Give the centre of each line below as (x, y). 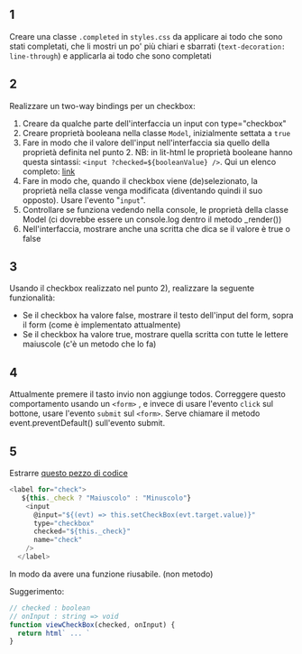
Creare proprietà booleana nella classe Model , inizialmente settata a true (156, 133)
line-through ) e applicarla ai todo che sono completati (110, 55)
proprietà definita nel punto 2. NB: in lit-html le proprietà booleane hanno (157, 152)
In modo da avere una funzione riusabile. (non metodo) (111, 574)
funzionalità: (32, 298)
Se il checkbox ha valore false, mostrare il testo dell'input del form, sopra (158, 316)
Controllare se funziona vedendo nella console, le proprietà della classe (155, 209)
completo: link (49, 171)
